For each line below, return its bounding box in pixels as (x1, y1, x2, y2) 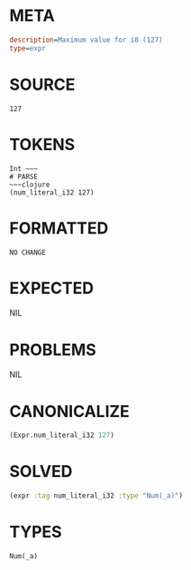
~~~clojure (9, 180, 50, 189)
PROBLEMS (9, 339, 96, 360)
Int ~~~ (9, 164, 39, 173)
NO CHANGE (9, 248, 47, 257)
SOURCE (9, 74, 76, 95)
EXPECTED (9, 278, 95, 299)
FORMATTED (9, 218, 109, 238)
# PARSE (9, 172, 39, 181)
